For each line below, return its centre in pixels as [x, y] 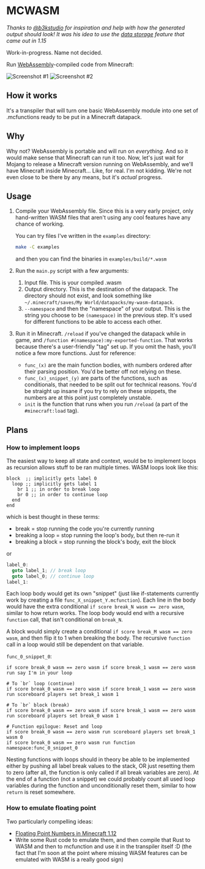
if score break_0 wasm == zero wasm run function [71, 743]
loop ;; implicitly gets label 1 [54, 484]
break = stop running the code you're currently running [85, 529]
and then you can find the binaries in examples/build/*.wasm [91, 259]
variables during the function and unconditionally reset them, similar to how [102, 786]
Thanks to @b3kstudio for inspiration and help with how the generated [96, 28]
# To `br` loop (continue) [41, 684]
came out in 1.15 [27, 40]
